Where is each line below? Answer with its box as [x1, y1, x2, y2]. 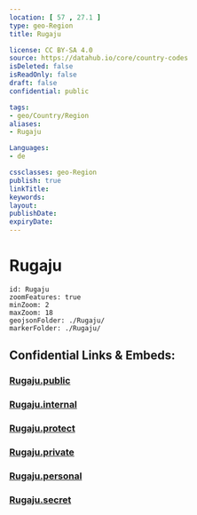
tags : [9, 103, 29, 112]
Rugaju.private [9, 446, 75, 458]
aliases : [9, 119, 42, 129]
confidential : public [9, 86, 90, 96]
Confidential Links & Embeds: [9, 348, 176, 363]
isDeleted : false [9, 62, 74, 71]
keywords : [9, 193, 46, 202]
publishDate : [9, 210, 58, 218]
